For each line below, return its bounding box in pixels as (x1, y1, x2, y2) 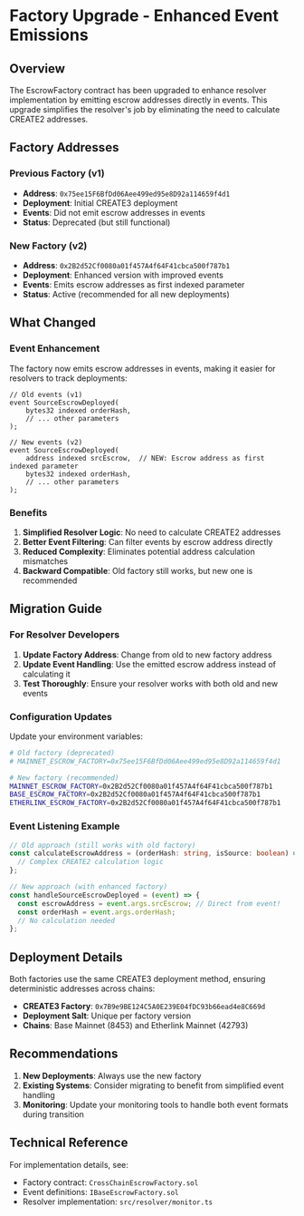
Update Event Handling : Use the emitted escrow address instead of (22, 658, 277, 669)
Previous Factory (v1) (9, 167, 106, 180)
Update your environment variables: (9, 731, 143, 742)
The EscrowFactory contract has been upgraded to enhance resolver (9, 85, 267, 95)
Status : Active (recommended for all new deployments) (22, 288, 231, 299)
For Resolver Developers (9, 628, 120, 641)
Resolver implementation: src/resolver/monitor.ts (22, 1196, 214, 1207)
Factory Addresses (9, 140, 119, 155)
